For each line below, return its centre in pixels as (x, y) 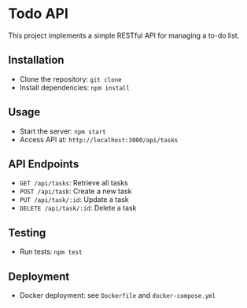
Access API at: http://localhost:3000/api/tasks (99, 139)
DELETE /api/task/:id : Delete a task (78, 208)
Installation (36, 60)
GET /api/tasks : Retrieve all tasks (74, 183)
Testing (27, 233)
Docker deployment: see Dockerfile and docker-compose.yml (118, 295)
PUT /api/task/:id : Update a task (74, 200)
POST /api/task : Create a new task (76, 191)
